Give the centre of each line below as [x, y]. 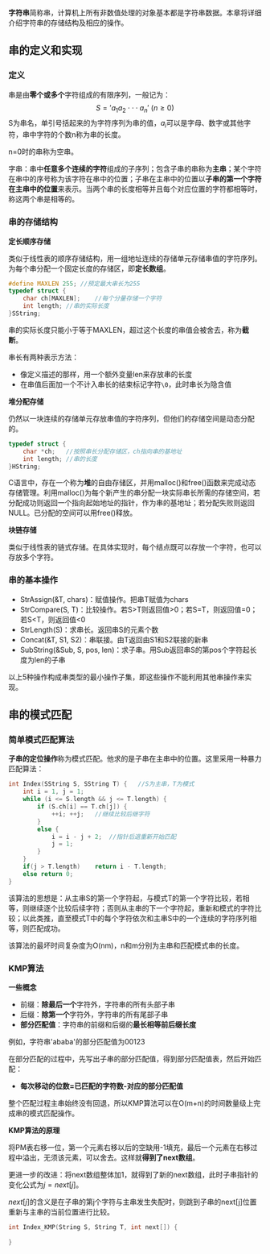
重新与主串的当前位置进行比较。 [61, 1211]
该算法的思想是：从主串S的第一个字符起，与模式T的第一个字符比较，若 [126, 898]
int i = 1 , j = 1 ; [53, 792]
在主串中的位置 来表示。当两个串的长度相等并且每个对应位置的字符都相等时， [135, 189]
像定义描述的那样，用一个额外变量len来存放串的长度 [106, 374]
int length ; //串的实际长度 [66, 306]
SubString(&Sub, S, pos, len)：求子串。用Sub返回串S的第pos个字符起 [135, 650]
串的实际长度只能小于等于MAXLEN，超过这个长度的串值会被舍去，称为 [125, 330]
